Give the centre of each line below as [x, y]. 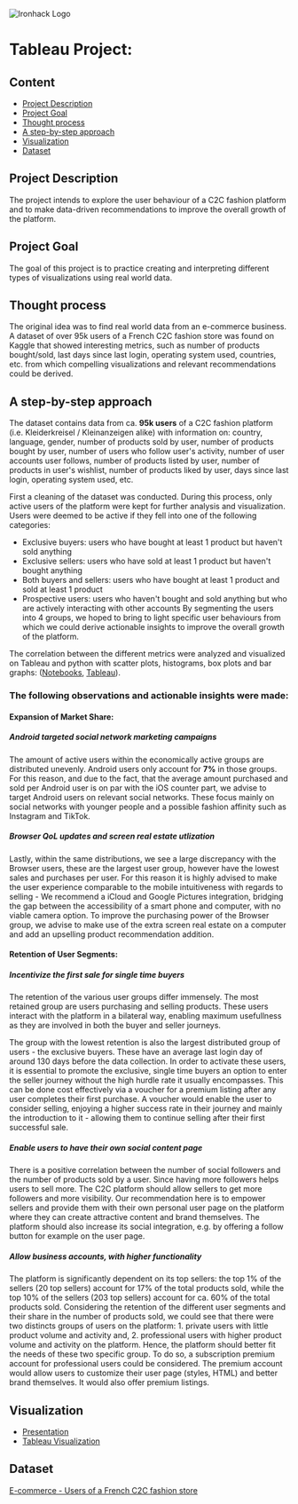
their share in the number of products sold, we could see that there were [141, 1317]
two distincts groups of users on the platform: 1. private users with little [139, 1326]
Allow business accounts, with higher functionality [106, 1256]
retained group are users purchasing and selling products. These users [139, 1006]
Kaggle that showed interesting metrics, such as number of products [134, 345]
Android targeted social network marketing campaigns [113, 737]
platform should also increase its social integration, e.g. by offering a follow [146, 1227]
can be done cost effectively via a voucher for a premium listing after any [143, 1090]
